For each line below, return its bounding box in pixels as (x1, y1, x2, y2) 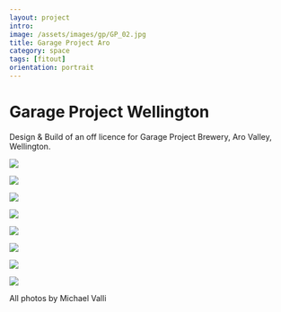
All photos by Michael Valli (9, 292, 107, 303)
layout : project (9, 13, 70, 22)
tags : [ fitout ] (9, 55, 66, 64)
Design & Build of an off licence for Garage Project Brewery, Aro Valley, (9, 131, 272, 142)
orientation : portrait (9, 64, 94, 73)
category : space (9, 47, 70, 56)
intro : (9, 22, 34, 30)
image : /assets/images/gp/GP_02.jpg (9, 30, 146, 39)
